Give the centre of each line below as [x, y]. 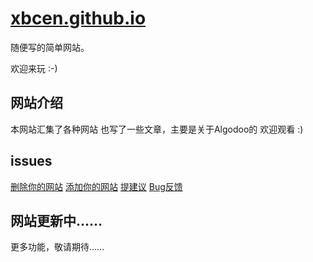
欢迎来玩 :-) [34, 68]
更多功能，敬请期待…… [57, 247]
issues [31, 161]
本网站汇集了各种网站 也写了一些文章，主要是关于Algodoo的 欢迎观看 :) [157, 129]
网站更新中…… [56, 220]
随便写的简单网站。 [50, 47]
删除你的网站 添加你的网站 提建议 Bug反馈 [96, 186]
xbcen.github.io [78, 18]
